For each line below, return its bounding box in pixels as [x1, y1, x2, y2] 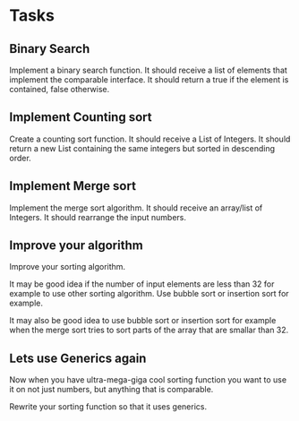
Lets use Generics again [9, 350, 147, 365]
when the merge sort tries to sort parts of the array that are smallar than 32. [9, 324, 289, 336]
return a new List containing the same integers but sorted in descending [9, 142, 276, 153]
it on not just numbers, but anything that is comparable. [9, 384, 214, 395]
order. [9, 152, 31, 163]
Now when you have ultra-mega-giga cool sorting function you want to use [9, 374, 287, 385]
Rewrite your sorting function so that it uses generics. [9, 401, 208, 412]
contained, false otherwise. [9, 84, 110, 94]
